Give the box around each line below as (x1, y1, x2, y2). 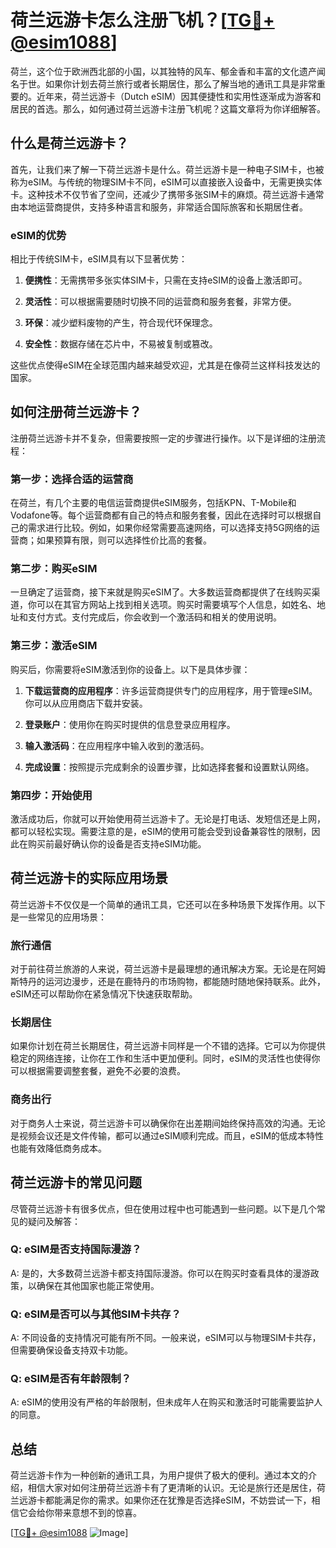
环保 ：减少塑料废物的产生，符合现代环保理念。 (24, 317, 218, 329)
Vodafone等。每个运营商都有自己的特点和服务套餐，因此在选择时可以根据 (10, 509, 313, 521)
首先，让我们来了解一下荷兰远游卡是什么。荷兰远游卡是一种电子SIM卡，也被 (10, 163, 325, 175)
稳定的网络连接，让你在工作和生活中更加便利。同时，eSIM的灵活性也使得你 (10, 1052, 321, 1065)
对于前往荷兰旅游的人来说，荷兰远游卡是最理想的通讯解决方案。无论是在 (10, 963, 308, 975)
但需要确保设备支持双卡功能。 (10, 1344, 133, 1356)
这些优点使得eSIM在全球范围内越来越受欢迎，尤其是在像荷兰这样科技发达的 (10, 359, 321, 371)
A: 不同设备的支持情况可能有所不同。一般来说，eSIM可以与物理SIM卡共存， (10, 1332, 322, 1344)
